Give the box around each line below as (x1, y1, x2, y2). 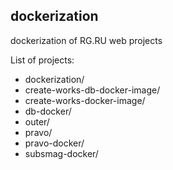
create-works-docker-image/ (24, 94, 146, 106)
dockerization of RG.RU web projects (10, 34, 163, 46)
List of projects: (10, 54, 75, 66)
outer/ (24, 115, 50, 128)
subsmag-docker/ (24, 147, 99, 159)
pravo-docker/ (24, 137, 85, 149)
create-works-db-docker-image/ (24, 84, 161, 96)
